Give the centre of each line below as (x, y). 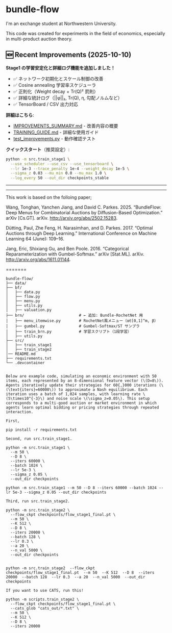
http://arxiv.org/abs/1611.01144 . (38, 260)
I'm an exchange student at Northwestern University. (61, 23)
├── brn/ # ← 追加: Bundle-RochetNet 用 (75, 315)
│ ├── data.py (23, 292)
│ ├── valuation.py (29, 310)
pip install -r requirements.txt (41, 430)
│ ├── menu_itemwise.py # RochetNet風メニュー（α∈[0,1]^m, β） (82, 321)
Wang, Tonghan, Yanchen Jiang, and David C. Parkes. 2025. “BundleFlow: (84, 207)
